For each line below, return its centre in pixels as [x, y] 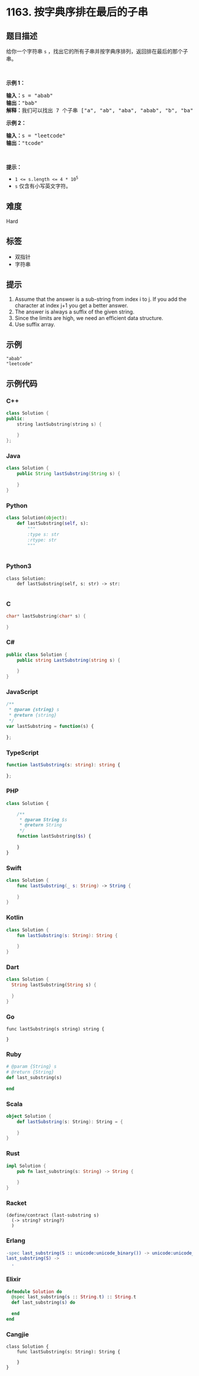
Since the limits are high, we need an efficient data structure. [89, 318]
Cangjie [17, 1334]
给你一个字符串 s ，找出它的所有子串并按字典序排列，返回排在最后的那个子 [97, 51]
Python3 [19, 566]
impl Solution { [26, 1166]
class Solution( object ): [37, 518]
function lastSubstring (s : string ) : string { [63, 765]
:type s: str [44, 534]
